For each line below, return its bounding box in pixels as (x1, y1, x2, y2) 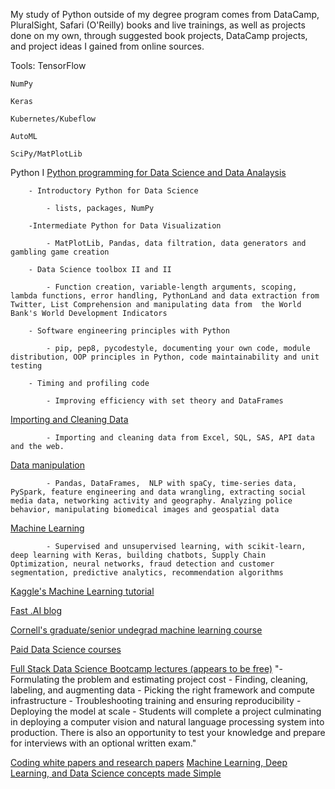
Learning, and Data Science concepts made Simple (10, 767, 222, 779)
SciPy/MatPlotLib (10, 149, 83, 159)
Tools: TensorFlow (10, 60, 87, 71)
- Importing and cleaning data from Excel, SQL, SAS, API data (46, 433, 315, 443)
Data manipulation (10, 459, 85, 471)
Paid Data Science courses (10, 644, 122, 655)
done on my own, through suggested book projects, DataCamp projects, (10, 30, 308, 41)
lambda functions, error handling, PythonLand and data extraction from (10, 291, 320, 301)
